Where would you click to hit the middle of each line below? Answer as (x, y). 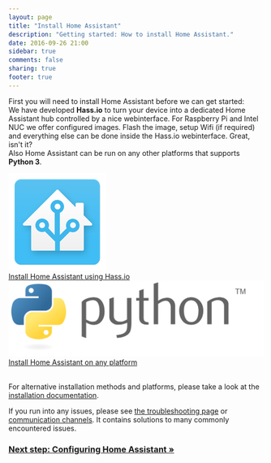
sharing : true (32, 69)
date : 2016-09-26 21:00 (49, 43)
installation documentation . (54, 395)
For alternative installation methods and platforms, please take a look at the (134, 387)
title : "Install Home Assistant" (65, 26)
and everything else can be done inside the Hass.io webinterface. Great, (129, 136)
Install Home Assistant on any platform (73, 362)
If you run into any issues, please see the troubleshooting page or (118, 411)
